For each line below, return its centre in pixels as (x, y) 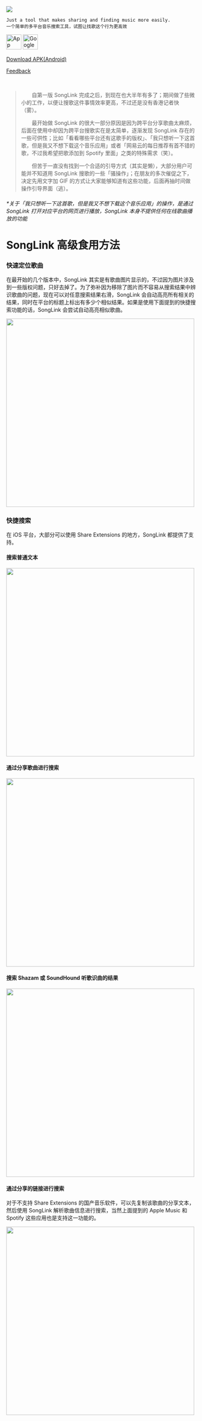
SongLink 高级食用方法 (63, 245)
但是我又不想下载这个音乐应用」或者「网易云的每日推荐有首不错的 (113, 145)
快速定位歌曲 (25, 265)
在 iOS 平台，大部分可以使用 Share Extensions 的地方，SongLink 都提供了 (97, 535)
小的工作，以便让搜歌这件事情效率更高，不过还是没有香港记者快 (100, 102)
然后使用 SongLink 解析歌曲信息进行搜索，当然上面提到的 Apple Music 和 (97, 1211)
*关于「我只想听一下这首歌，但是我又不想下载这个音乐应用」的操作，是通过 (100, 203)
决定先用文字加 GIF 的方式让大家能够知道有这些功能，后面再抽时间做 (106, 181)
